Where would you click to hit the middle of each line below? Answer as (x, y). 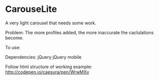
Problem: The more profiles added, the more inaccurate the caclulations (79, 32)
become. (14, 38)
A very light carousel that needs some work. (51, 23)
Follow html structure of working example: (49, 67)
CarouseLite (31, 9)
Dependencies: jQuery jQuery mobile (43, 57)
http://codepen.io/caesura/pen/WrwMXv (47, 72)
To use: (13, 47)
